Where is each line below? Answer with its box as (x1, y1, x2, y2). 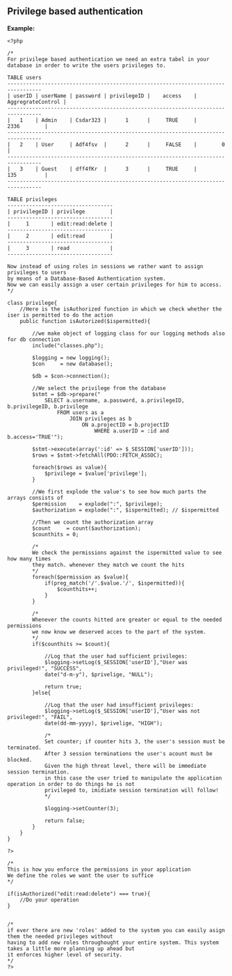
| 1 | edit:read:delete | (7, 220, 113, 227)
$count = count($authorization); (32, 525, 141, 532)
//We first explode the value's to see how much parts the (32, 488, 207, 495)
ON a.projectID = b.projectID (81, 421, 169, 428)
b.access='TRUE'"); (7, 433, 64, 441)
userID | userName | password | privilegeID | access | (13, 92, 197, 100)
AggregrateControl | (7, 98, 67, 105)
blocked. (7, 756, 33, 763)
